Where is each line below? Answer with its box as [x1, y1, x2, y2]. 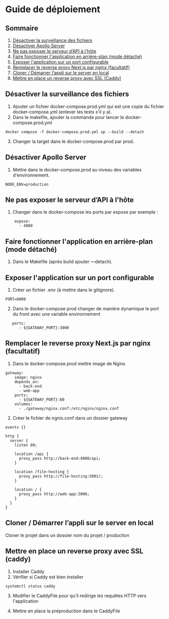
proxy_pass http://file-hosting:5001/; [18, 474, 103, 479]
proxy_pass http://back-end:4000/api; [18, 456, 101, 461]
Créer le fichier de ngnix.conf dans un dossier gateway [12, 415, 128, 421]
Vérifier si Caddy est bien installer [12, 574, 84, 580]
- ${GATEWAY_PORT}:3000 [18, 326, 70, 331]
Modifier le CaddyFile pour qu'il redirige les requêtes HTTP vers [12, 593, 147, 599]
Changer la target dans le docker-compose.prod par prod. [12, 138, 134, 144]
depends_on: [14, 379, 40, 385]
